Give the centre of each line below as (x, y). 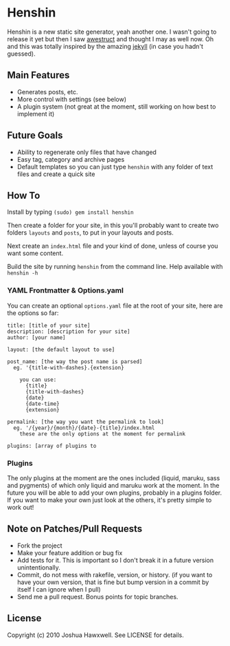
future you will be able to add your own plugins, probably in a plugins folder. (115, 493)
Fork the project (40, 546)
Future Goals (35, 136)
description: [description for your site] (69, 332)
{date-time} (42, 404)
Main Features (38, 75)
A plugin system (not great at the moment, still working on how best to (116, 106)
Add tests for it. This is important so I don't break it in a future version (115, 560)
